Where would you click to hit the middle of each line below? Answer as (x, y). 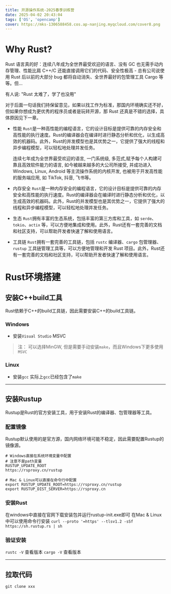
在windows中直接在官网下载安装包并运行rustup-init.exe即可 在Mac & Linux (83, 515)
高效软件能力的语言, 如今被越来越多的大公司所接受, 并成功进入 (87, 165)
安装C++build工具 (34, 298)
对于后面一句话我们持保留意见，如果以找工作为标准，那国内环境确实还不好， (85, 105)
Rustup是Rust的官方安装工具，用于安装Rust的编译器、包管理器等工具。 (80, 412)
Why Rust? (29, 49)
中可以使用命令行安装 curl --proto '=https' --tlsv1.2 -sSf (69, 521)
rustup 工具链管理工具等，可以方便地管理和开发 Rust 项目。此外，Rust (87, 248)
